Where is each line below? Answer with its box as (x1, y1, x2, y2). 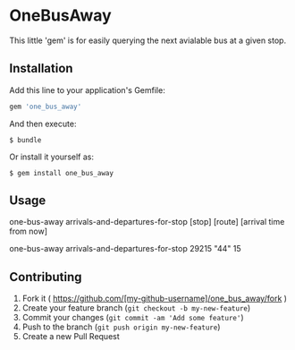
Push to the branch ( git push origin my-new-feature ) (21, 321, 221, 332)
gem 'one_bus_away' (9, 102, 82, 111)
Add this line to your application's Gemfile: (9, 84, 165, 95)
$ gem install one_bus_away (9, 168, 114, 177)
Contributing (9, 269, 82, 285)
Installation (9, 61, 73, 76)
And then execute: (9, 118, 77, 129)
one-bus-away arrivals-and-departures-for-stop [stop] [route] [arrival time (9, 217, 285, 227)
